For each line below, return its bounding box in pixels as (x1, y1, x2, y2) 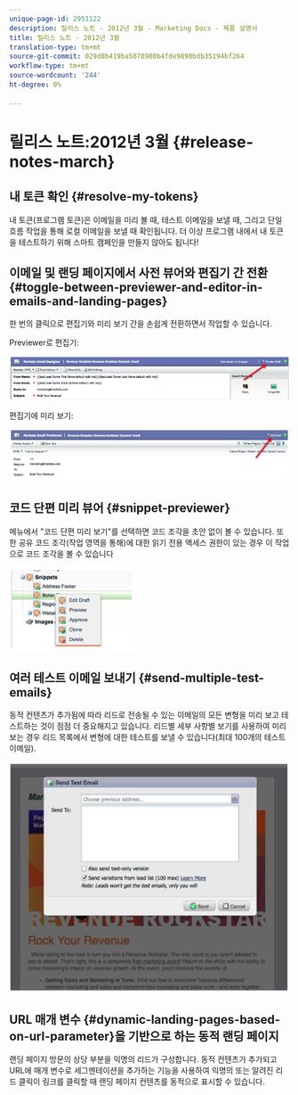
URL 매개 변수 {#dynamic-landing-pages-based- (9, 1012, 281, 1027)
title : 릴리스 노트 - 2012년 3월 (9, 33, 120, 42)
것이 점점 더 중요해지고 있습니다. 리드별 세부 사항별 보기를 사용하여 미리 (39, 720, 287, 731)
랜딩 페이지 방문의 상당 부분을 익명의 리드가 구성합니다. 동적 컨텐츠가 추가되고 (9, 1054, 278, 1065)
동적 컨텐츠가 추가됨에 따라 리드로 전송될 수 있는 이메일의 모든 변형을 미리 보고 (9, 710, 280, 720)
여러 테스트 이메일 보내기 (9, 671, 136, 686)
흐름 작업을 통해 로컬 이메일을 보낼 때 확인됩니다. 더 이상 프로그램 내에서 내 (9, 226, 268, 236)
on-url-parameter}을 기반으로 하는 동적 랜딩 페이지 (9, 1028, 279, 1043)
